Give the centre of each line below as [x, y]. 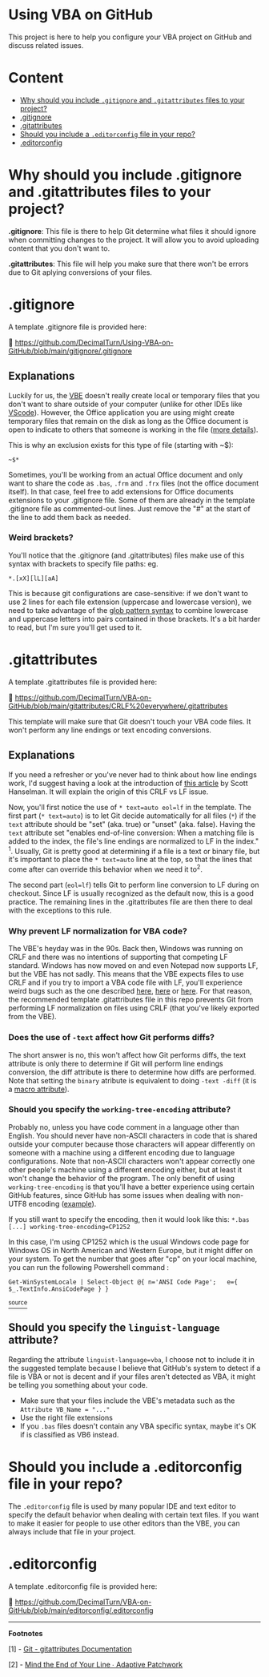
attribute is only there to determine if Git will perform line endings [116, 1063]
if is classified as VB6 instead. [69, 1434]
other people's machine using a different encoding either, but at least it [125, 1169]
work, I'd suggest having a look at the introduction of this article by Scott [128, 783]
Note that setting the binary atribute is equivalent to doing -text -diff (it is [132, 1080]
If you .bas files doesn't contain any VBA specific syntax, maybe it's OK [138, 1426]
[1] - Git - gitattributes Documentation [70, 1649]
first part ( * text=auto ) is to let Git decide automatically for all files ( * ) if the [132, 816]
